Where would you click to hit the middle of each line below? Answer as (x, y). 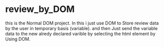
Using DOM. (18, 39)
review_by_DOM (40, 9)
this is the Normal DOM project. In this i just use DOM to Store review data (82, 23)
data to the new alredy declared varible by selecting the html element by (80, 33)
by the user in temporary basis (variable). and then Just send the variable (81, 28)
